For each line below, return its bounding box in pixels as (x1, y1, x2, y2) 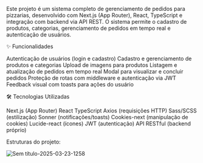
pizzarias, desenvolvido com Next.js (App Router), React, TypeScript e (6, 12, 183, 19)
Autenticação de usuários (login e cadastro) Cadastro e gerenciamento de (6, 55, 192, 62)
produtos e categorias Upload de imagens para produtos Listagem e (6, 61, 177, 69)
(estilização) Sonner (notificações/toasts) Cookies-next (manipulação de (6, 114, 188, 120)
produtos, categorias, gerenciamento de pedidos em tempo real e (6, 24, 171, 32)
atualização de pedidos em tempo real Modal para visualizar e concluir (6, 68, 184, 75)
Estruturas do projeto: (6, 138, 61, 145)
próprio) (6, 127, 27, 133)
